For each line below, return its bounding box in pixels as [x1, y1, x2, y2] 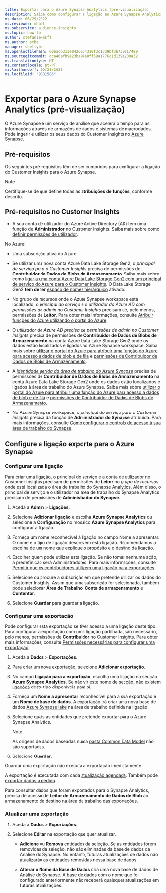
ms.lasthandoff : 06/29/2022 [5, 68, 63, 72]
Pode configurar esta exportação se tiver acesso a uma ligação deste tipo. [5, 623, 157, 629]
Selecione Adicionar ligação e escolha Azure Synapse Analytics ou [12, 514, 152, 520]
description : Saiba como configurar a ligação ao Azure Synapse [5, 12, 140, 17]
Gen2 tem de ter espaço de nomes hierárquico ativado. [12, 286, 125, 293]
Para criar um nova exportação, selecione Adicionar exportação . [12, 664, 146, 670]
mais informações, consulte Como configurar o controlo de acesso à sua [12, 420, 161, 426]
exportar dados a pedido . [5, 778, 57, 784]
